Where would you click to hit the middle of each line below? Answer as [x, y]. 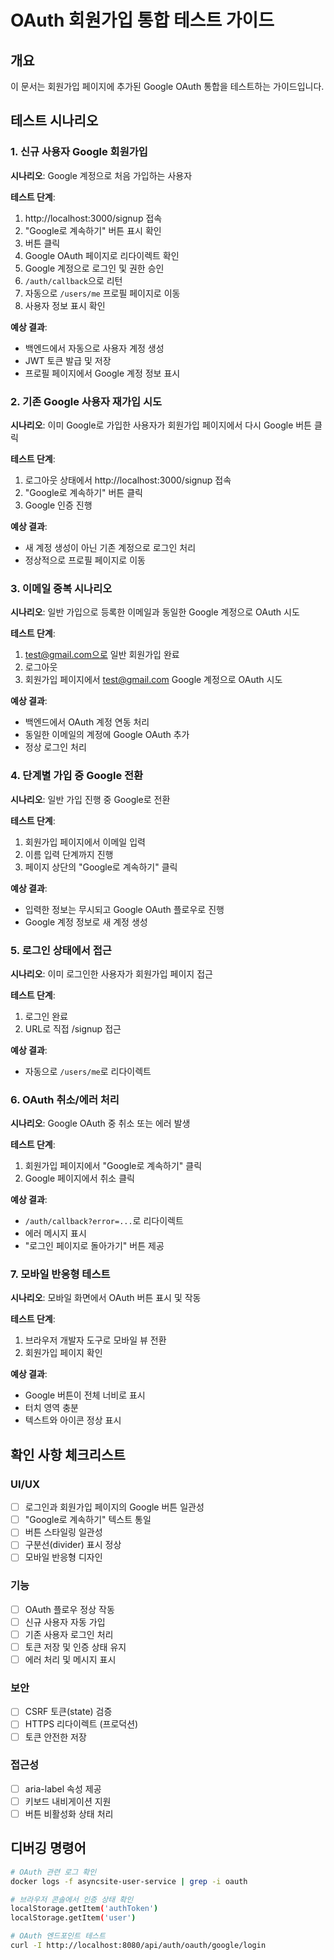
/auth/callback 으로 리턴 [73, 280]
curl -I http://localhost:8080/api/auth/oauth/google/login [138, 1946]
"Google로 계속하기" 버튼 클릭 [83, 492]
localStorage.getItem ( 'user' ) [73, 1918]
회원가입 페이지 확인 [63, 1353]
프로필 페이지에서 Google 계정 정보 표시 [102, 373]
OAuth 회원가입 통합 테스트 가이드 [142, 20]
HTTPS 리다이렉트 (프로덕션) [81, 1724]
